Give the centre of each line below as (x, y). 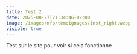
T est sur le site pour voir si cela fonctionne (59, 46)
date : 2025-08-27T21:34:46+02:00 (48, 17)
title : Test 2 (24, 12)
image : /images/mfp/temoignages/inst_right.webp (68, 23)
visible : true (24, 28)
